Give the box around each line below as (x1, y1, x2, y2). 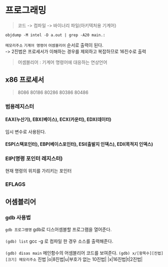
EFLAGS (5, 181, 26, 188)
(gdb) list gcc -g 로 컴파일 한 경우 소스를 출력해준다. (5, 238, 113, 244)
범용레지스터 (5, 103, 35, 110)
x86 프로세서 (5, 76, 44, 84)
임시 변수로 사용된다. (5, 128, 46, 135)
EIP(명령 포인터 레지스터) (5, 155, 63, 162)
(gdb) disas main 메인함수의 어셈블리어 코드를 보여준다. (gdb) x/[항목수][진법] (5, 250, 163, 256)
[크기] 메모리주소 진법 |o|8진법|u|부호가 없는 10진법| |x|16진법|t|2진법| (5, 256, 143, 262)
